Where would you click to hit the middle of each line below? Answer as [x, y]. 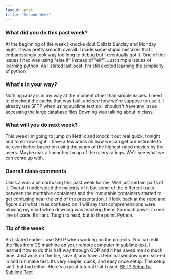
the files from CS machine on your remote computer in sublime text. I [78, 245]
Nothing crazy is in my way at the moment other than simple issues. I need [84, 96]
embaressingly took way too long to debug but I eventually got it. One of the [85, 55]
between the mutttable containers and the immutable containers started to [83, 193]
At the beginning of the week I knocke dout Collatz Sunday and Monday [81, 44]
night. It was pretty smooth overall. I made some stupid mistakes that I [79, 49]
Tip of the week [25, 228]
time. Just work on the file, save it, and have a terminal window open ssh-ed [86, 255]
